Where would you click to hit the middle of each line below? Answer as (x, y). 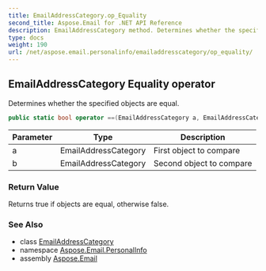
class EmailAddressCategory (66, 242)
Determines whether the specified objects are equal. (94, 103)
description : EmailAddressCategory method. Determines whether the (122, 30)
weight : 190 (28, 45)
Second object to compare (203, 163)
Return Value (34, 186)
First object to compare (196, 150)
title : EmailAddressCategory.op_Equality (78, 15)
